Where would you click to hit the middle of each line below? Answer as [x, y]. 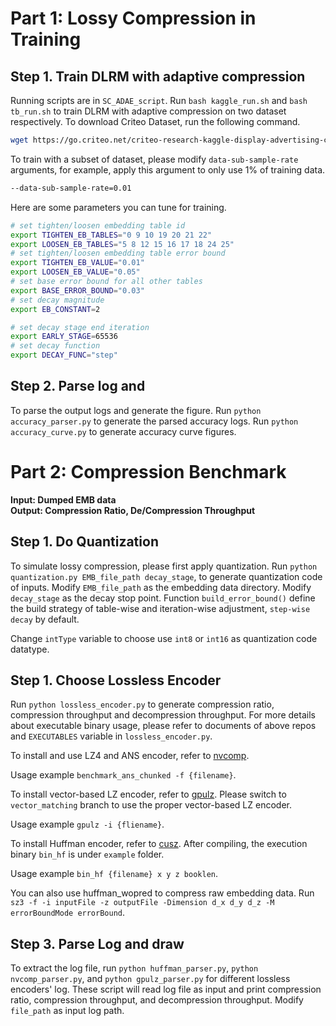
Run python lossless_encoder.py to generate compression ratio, [142, 704]
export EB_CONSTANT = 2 [55, 309]
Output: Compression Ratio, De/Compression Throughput [133, 510]
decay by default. [45, 619]
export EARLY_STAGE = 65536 [64, 337]
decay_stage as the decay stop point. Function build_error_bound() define [163, 598]
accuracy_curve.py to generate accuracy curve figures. [123, 431]
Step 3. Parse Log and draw [97, 943]
